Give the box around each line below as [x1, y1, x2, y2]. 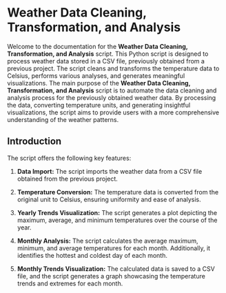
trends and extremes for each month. [17, 279, 123, 287]
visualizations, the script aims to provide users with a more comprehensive [7, 108, 220, 117]
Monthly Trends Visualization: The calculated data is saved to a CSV [17, 264, 215, 273]
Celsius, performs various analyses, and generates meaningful [7, 71, 185, 80]
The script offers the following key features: [7, 154, 132, 162]
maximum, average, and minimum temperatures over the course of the [17, 216, 218, 224]
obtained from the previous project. [17, 174, 119, 183]
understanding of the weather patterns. [7, 115, 119, 123]
